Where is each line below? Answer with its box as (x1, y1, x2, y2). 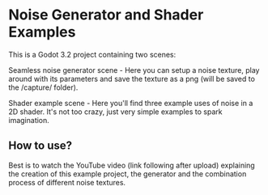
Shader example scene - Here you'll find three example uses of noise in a (8, 98, 253, 108)
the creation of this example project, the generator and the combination (8, 168, 247, 179)
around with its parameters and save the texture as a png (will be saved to (8, 74, 255, 83)
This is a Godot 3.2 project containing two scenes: (8, 49, 177, 59)
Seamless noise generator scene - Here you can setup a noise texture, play (8, 65, 260, 74)
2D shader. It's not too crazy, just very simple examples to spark (8, 107, 223, 117)
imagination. (8, 115, 50, 125)
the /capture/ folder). (8, 83, 79, 92)
